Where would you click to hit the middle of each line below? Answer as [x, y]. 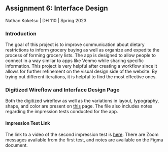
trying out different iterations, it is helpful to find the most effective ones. [81, 77]
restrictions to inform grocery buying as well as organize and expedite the [82, 50]
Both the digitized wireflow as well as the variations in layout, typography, [82, 101]
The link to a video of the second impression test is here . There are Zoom [82, 134]
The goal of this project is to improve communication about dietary [75, 44]
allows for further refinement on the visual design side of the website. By [81, 71]
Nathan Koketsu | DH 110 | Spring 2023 [46, 20]
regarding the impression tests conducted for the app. [62, 112]
